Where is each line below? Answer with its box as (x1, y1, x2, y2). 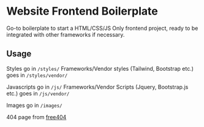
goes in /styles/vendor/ (6, 71, 68, 79)
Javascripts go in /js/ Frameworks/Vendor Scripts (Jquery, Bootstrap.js (6, 83, 189, 90)
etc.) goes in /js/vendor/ (6, 90, 70, 97)
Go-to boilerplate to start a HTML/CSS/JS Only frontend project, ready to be (6, 24, 198, 32)
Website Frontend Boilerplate (6, 4, 158, 18)
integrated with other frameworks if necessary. (6, 31, 125, 38)
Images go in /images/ (6, 101, 62, 109)
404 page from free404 (6, 113, 67, 120)
